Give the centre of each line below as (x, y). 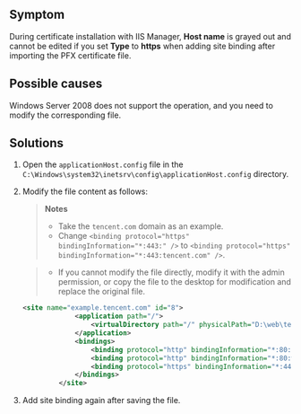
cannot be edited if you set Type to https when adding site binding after (142, 46)
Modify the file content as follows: (85, 191)
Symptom (37, 15)
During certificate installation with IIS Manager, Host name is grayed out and (150, 36)
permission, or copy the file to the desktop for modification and (174, 282)
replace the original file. (102, 292)
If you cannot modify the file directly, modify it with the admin (171, 272)
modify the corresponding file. (65, 115)
